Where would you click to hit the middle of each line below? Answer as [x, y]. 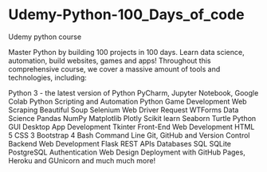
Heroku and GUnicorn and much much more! [82, 160]
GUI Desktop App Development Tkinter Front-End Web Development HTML [132, 127]
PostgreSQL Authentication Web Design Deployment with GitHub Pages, [127, 152]
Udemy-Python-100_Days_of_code [126, 15]
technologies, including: [48, 77]
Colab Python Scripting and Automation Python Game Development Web [128, 101]
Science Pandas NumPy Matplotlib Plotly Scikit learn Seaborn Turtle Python [132, 118]
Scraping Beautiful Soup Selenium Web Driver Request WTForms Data [124, 110]
